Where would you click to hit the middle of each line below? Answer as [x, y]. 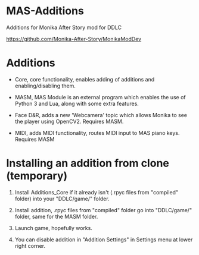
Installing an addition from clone [88, 163]
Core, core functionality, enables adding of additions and [85, 79]
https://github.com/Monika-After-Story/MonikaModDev [74, 39]
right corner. [30, 245]
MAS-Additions [45, 11]
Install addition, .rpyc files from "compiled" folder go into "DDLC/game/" [103, 210]
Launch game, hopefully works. [53, 228]
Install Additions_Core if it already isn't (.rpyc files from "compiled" [97, 192]
